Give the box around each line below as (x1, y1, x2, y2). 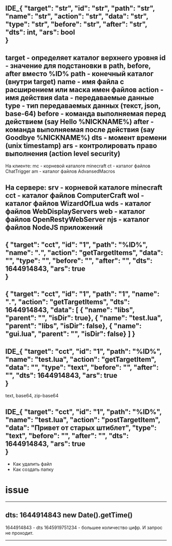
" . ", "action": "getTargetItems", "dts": (5, 298, 130, 306)
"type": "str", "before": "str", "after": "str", (5, 20, 147, 29)
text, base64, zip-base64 (5, 393, 59, 399)
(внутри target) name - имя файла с (5, 77, 124, 86)
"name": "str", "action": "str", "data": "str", (5, 12, 148, 21)
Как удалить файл (12, 461, 52, 467)
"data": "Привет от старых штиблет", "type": (5, 423, 157, 432)
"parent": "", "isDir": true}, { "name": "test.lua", (5, 314, 163, 323)
